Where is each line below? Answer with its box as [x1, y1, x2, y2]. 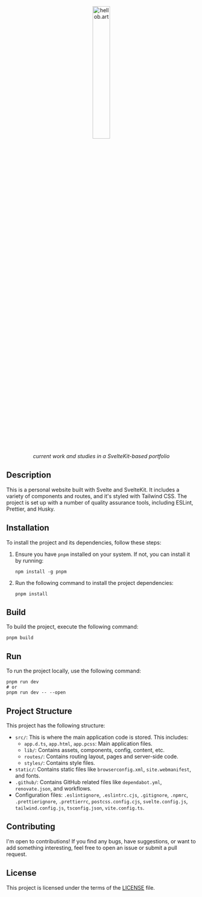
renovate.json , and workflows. [14, 785, 92, 793]
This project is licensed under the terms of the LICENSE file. [6, 884, 156, 891]
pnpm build [6, 635, 34, 641]
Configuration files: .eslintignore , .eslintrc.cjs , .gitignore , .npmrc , [14, 791, 189, 799]
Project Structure [6, 706, 72, 716]
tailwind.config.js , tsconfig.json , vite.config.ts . [14, 804, 145, 811]
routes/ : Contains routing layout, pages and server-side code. [24, 753, 179, 760]
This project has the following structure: [6, 722, 106, 729]
